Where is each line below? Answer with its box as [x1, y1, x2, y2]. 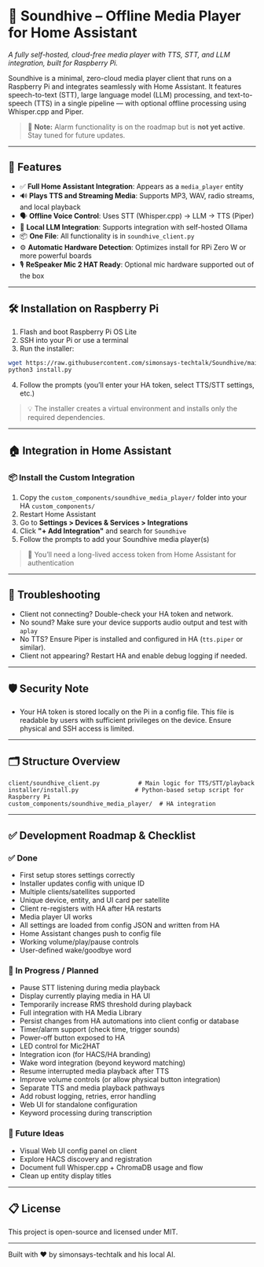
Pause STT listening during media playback [19, 983, 160, 993]
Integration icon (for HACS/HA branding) [19, 1050, 151, 1059]
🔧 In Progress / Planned [8, 965, 99, 976]
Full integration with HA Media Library [19, 1008, 142, 1018]
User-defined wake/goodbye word [19, 945, 132, 955]
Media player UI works [19, 912, 93, 922]
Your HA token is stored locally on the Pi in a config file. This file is [19, 707, 234, 716]
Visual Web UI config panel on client [19, 1146, 137, 1155]
